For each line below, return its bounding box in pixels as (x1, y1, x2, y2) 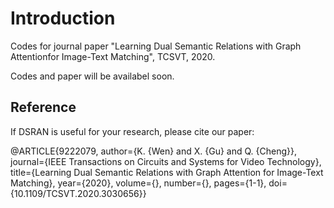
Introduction (10, 7, 116, 30)
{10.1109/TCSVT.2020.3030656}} (10, 187, 147, 199)
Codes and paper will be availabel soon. (10, 70, 175, 82)
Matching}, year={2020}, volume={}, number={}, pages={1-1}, (10, 177, 267, 189)
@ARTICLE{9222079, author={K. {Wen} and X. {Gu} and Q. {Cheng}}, (10, 145, 298, 157)
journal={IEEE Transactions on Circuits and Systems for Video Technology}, (10, 155, 322, 167)
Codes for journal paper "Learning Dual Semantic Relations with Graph (10, 40, 302, 52)
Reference (10, 99, 77, 116)
